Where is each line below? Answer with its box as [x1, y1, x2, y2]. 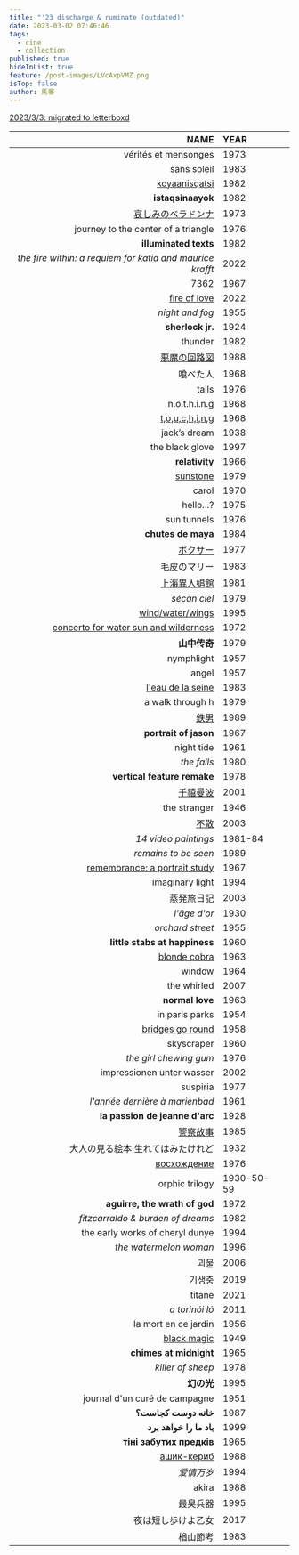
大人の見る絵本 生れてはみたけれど [69, 1142, 214, 1154]
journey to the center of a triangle [74, 223, 214, 235]
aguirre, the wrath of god [105, 1197, 214, 1210]
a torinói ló [169, 1303, 214, 1316]
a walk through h [143, 695, 214, 708]
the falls [180, 756, 214, 768]
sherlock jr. [165, 320, 214, 333]
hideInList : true [9, 63, 74, 72]
